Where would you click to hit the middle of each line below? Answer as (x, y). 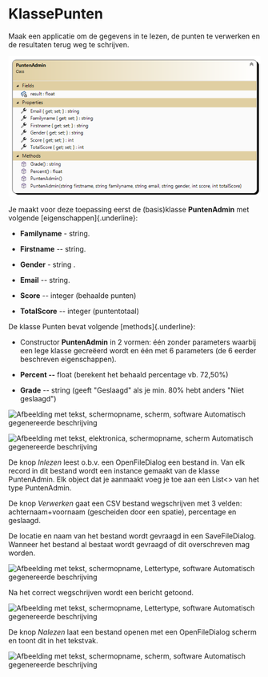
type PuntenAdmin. (40, 488)
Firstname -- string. (53, 249)
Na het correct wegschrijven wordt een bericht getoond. (101, 593)
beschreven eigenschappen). (68, 359)
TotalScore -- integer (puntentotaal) (80, 311)
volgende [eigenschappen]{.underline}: (73, 218)
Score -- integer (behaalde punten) (78, 296)
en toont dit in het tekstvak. (53, 641)
